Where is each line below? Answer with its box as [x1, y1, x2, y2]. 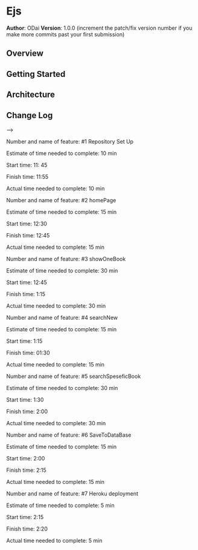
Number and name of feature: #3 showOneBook [6, 255, 126, 262]
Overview [6, 48, 44, 59]
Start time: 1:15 [6, 337, 43, 345]
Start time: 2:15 [6, 513, 44, 520]
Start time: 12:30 [6, 220, 47, 227]
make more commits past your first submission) [6, 30, 125, 38]
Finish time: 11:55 [6, 173, 49, 180]
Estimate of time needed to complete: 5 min [6, 502, 115, 509]
